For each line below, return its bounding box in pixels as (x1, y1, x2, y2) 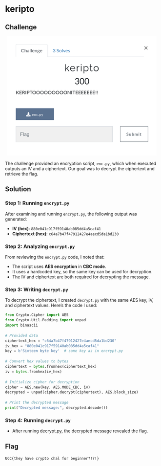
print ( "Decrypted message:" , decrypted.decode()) (5, 405, 108, 410)
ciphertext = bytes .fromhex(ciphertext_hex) (5, 364, 97, 369)
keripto (5, 3, 35, 15)
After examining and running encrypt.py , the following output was (5, 211, 138, 217)
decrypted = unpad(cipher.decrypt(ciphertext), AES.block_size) (5, 390, 139, 395)
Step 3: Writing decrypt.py (5, 286, 68, 293)
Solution (5, 185, 31, 194)
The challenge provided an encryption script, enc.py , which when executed (5, 160, 157, 166)
